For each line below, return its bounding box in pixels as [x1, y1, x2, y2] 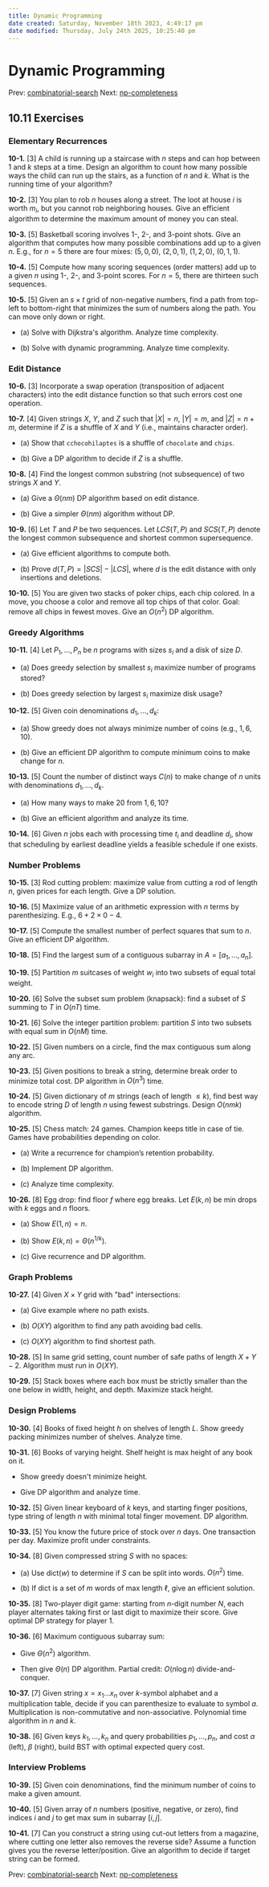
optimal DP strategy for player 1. [8, 1616, 115, 1626]
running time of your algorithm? [8, 179, 112, 189]
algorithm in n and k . [8, 1716, 76, 1725]
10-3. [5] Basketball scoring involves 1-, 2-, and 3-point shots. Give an [8, 229, 241, 239]
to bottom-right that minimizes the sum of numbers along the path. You [20, 303, 256, 313]
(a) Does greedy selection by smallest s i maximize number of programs [19, 663, 256, 674]
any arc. [8, 1050, 35, 1060]
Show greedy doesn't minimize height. [19, 1471, 148, 1481]
